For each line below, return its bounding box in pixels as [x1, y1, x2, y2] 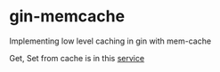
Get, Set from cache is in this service [9, 52, 145, 63]
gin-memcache [9, 6, 126, 27]
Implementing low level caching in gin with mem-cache [9, 36, 212, 46]
